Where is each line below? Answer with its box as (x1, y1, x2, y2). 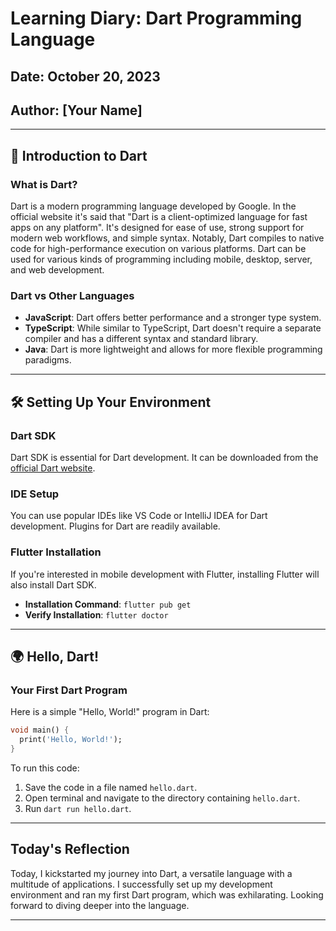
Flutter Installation (10, 545, 102, 559)
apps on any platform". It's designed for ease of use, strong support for (10, 222, 305, 234)
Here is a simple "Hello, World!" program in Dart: (10, 706, 210, 718)
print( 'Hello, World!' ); (19, 735, 123, 745)
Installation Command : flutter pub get (24, 598, 192, 610)
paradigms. (24, 354, 72, 366)
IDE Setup (10, 487, 60, 501)
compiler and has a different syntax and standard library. (24, 333, 259, 345)
